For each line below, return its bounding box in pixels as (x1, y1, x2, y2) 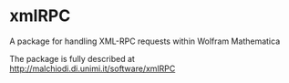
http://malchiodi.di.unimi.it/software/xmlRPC (9, 63, 176, 74)
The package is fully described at (9, 53, 135, 64)
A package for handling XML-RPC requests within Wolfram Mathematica (9, 36, 281, 47)
